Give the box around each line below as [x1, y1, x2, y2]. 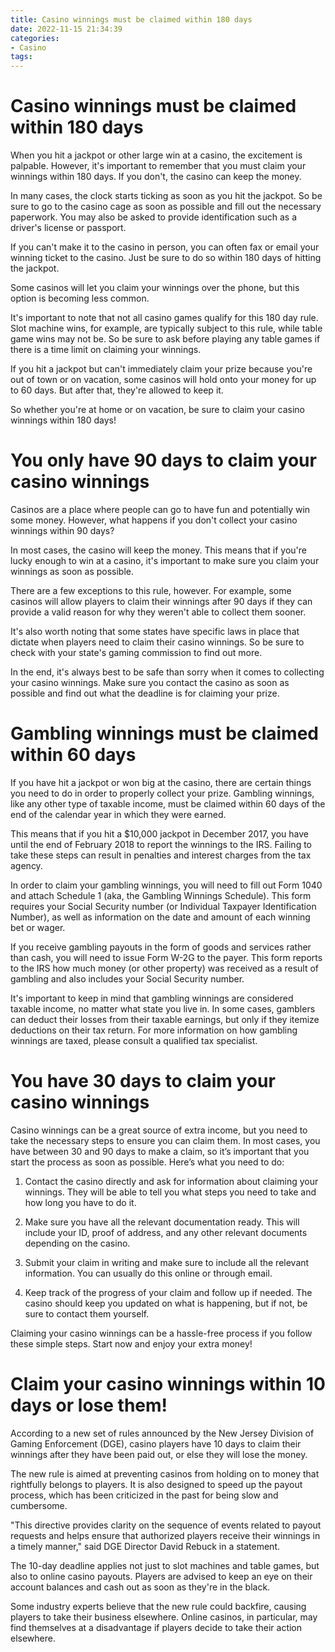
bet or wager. [10, 921, 66, 933]
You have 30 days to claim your [10, 1070, 276, 1093]
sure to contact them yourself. [24, 1307, 150, 1320]
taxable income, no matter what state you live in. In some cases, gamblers [10, 1002, 316, 1015]
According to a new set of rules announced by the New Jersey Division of [10, 1427, 315, 1439]
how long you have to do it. [24, 1196, 137, 1208]
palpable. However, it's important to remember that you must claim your [10, 160, 307, 172]
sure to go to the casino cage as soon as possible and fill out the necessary [10, 201, 322, 213]
